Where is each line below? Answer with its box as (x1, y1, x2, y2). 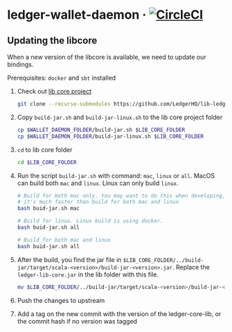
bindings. (7, 60, 34, 69)
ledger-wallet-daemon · (7, 7, 147, 23)
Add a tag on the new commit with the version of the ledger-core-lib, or (17, 309, 222, 318)
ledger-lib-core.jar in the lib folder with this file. (17, 270, 159, 279)
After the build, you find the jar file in (17, 255, 122, 263)
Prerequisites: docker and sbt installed (7, 73, 116, 82)
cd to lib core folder (17, 146, 73, 154)
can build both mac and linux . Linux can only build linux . (17, 179, 179, 187)
